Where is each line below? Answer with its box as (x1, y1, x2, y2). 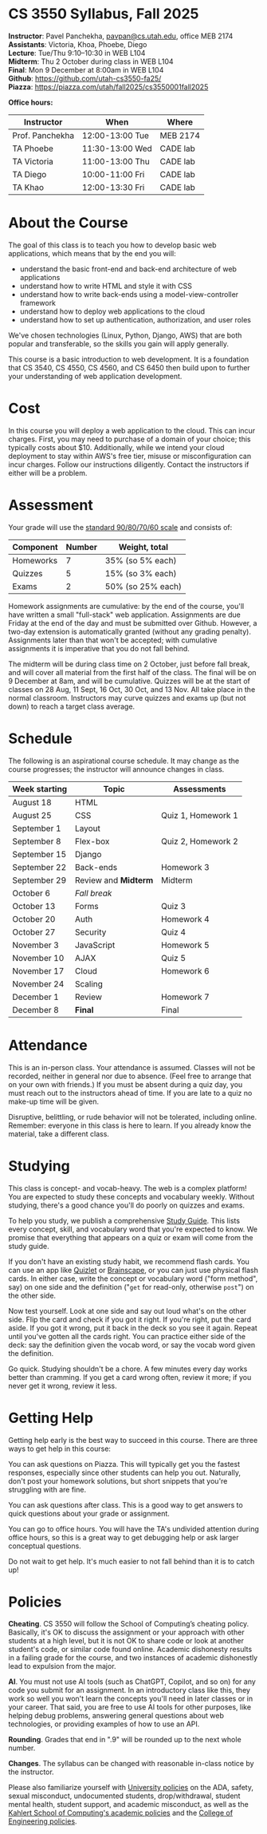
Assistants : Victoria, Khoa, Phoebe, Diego (8, 39, 147, 49)
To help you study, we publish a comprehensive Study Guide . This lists (8, 1215, 241, 1225)
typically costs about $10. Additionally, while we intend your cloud (8, 442, 225, 452)
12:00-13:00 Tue (81, 129, 150, 140)
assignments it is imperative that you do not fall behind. (8, 643, 190, 653)
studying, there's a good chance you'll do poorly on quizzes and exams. (8, 1200, 245, 1210)
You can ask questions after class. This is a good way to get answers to (8, 1500, 243, 1509)
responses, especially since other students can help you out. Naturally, (8, 1468, 241, 1477)
